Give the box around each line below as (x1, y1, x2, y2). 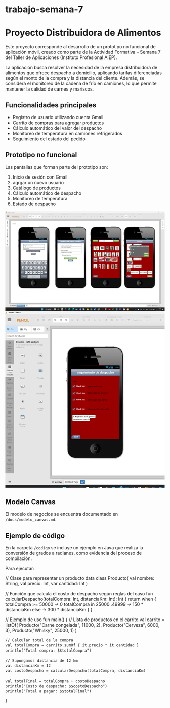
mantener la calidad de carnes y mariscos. (5, 86, 94, 92)
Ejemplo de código (5, 531, 65, 540)
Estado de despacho (12, 201, 56, 207)
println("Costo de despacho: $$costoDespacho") (5, 684, 108, 689)
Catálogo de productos (12, 185, 61, 191)
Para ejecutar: (5, 566, 34, 572)
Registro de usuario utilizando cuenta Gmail (12, 114, 104, 120)
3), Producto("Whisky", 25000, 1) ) (5, 627, 77, 634)
